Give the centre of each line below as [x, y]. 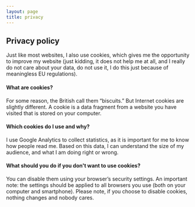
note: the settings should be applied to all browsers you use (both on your [96, 185]
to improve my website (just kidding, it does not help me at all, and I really [95, 61]
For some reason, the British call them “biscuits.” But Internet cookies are [95, 100]
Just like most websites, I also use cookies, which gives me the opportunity [98, 55]
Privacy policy [33, 41]
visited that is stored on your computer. [54, 113]
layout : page [22, 11]
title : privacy [25, 17]
